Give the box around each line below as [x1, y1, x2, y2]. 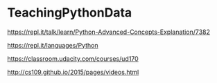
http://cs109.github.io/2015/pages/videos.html [7, 68, 139, 76]
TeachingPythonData [7, 5, 132, 21]
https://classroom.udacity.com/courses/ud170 [7, 54, 139, 63]
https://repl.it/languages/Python [7, 41, 98, 49]
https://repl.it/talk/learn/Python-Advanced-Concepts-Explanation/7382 [7, 28, 210, 36]
